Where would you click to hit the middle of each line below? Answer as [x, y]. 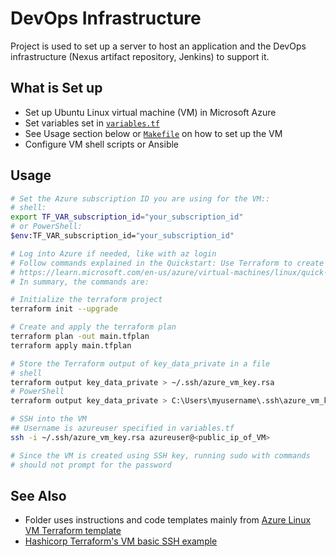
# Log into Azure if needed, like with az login [113, 253]
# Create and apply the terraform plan [93, 327]
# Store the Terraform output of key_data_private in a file [140, 363]
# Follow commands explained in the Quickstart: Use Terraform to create [167, 263]
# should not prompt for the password [91, 465]
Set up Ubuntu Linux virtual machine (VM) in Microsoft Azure [150, 112]
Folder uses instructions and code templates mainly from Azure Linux [168, 520]
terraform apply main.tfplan [71, 345]
